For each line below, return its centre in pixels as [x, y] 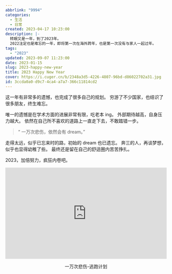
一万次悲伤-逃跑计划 [86, 267]
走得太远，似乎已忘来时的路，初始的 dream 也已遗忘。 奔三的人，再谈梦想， [86, 142]
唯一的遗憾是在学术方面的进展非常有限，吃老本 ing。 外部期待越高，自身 [82, 114]
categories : [18, 15]
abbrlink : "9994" [24, 10]
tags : [11, 48]
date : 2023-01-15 [24, 63]
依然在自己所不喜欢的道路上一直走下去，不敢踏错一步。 [83, 121]
